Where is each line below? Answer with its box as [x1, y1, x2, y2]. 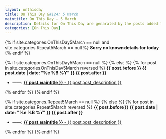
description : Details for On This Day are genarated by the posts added [5, 21, 158, 26]
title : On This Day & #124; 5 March [5, 12, 79, 17]
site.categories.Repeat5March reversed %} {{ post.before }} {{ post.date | [5, 104, 158, 110]
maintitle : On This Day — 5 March [5, 16, 77, 21]
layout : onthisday [5, 7, 43, 12]
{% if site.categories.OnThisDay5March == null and [5, 39, 110, 45]
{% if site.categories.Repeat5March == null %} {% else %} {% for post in [5, 99, 154, 105]
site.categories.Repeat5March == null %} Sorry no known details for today [5, 45, 159, 51]
